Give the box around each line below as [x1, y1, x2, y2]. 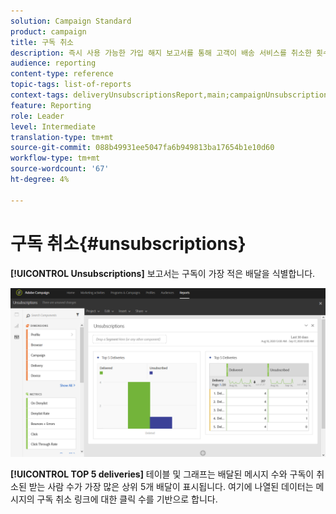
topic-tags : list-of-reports [10, 80, 132, 90]
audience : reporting [10, 58, 97, 69]
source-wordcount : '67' [10, 164, 110, 174]
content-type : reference [10, 69, 114, 79]
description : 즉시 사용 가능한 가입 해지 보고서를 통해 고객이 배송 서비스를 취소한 [10, 48, 312, 58]
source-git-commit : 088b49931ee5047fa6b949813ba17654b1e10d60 [10, 143, 275, 153]
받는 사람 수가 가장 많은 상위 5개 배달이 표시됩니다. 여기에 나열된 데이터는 [28, 481, 314, 493]
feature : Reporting [10, 100, 92, 110]
